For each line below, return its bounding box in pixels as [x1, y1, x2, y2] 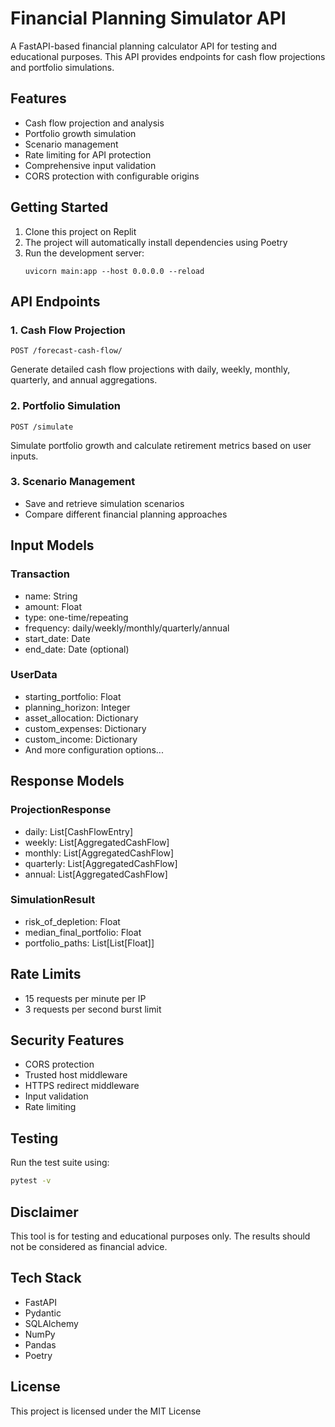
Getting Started [10, 199, 109, 216]
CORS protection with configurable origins [24, 170, 200, 182]
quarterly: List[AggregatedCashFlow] [24, 857, 178, 869]
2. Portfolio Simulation [10, 399, 121, 413]
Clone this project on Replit [24, 225, 137, 237]
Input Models [10, 537, 95, 554]
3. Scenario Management [10, 475, 136, 489]
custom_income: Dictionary [24, 733, 138, 745]
